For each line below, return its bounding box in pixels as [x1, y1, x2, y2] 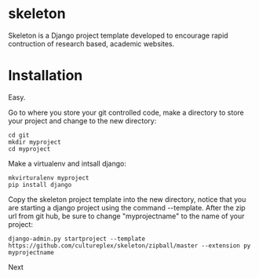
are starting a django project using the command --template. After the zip [8, 203, 246, 212]
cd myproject [8, 144, 51, 153]
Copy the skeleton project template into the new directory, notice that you [8, 194, 246, 204]
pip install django [8, 181, 72, 188]
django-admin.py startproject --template [8, 235, 146, 243]
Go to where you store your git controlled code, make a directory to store [8, 108, 245, 117]
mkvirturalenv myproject [8, 174, 89, 181]
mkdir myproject [8, 138, 61, 146]
